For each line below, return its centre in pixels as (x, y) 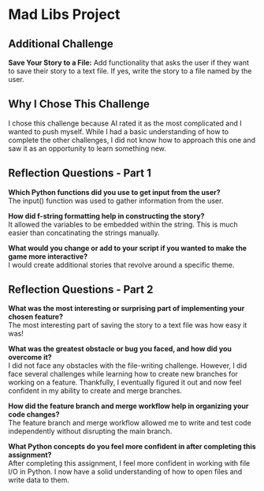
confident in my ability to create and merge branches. (95, 391)
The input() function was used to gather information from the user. (116, 201)
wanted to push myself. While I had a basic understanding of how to (119, 131)
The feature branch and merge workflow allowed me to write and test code (130, 423)
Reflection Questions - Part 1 (80, 173)
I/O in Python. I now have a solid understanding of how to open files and (125, 472)
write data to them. (39, 480)
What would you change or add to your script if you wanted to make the (127, 248)
